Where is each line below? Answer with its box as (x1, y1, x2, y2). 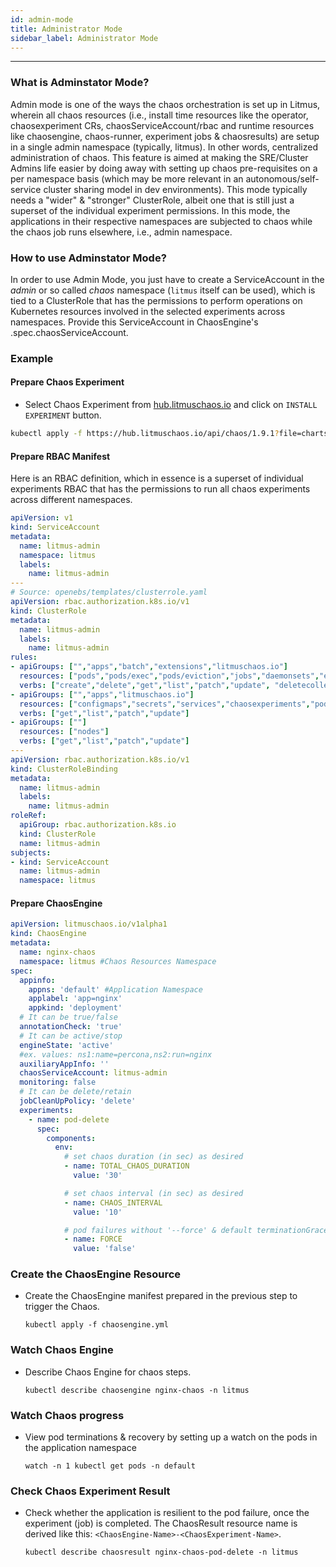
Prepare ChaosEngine (10, 897, 103, 909)
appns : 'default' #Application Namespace (28, 984, 203, 995)
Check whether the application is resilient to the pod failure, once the (24, 1507, 310, 1519)
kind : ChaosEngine (10, 929, 87, 939)
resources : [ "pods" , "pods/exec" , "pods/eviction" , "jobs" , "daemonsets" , (19, 671, 320, 681)
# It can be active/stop (19, 1031, 123, 1041)
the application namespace (24, 1442, 137, 1454)
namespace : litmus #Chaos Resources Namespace (19, 956, 217, 966)
